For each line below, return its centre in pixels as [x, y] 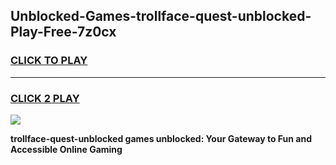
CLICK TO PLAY [49, 61]
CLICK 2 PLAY [45, 98]
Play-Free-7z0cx [63, 32]
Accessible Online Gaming [66, 149]
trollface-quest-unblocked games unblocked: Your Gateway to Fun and [161, 138]
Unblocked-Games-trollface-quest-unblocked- [161, 16]
